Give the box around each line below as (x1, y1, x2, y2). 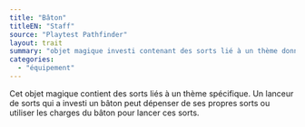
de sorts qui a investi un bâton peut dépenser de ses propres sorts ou (9, 97, 271, 108)
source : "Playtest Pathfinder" (9, 30, 128, 39)
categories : (9, 55, 54, 64)
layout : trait (9, 38, 64, 48)
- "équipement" (17, 64, 75, 73)
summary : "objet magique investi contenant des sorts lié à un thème (9, 47, 279, 56)
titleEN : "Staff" (9, 22, 75, 31)
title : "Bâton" (9, 13, 67, 23)
